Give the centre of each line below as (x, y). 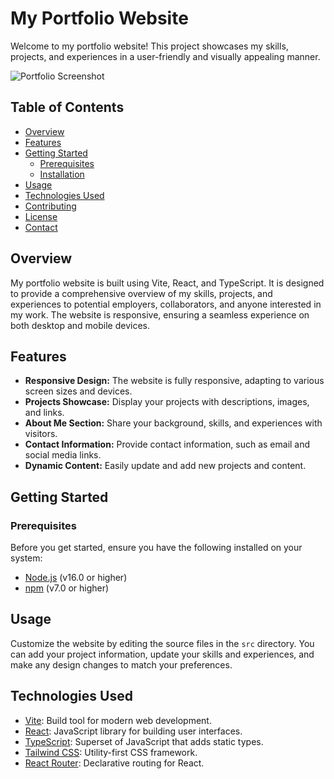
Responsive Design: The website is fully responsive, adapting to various (174, 381)
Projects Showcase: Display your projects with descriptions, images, (167, 402)
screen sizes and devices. (78, 391)
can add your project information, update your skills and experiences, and (162, 654)
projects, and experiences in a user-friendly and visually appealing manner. (165, 56)
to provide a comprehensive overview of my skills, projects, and (141, 293)
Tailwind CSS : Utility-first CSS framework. (111, 752)
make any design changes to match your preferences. (121, 664)
